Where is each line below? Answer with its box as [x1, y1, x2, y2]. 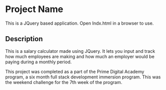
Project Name [5, 4, 64, 15]
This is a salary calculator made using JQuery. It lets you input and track [5, 48, 155, 54]
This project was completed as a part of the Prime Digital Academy [5, 68, 145, 74]
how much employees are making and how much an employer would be [5, 53, 155, 59]
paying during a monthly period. [5, 59, 72, 65]
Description [5, 35, 43, 43]
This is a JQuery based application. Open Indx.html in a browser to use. [5, 20, 154, 26]
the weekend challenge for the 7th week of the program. [5, 79, 123, 85]
